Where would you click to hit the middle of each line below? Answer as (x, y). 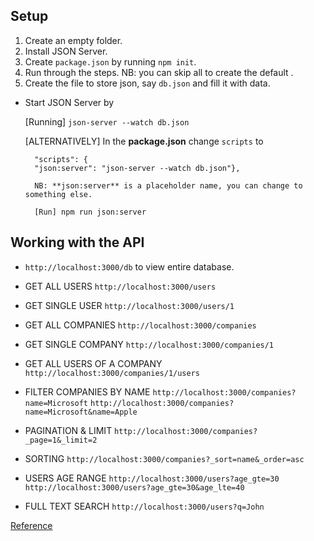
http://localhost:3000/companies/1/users (112, 373)
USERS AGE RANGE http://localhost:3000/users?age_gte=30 (152, 478)
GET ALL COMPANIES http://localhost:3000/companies (140, 325)
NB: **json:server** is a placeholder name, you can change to (168, 185)
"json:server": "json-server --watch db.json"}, (137, 168)
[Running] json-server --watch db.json (107, 121)
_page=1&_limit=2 (61, 440)
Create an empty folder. (73, 40)
